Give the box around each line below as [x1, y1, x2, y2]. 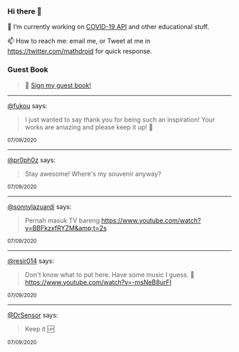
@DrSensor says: [7, 311, 58, 319]
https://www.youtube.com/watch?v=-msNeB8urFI [24, 277, 172, 287]
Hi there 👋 [7, 6, 43, 16]
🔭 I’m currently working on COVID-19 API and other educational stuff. [7, 23, 210, 31]
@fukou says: [7, 101, 48, 110]
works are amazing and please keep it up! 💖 [24, 122, 154, 131]
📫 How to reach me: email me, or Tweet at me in [7, 37, 151, 46]
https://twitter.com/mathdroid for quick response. [7, 47, 153, 55]
